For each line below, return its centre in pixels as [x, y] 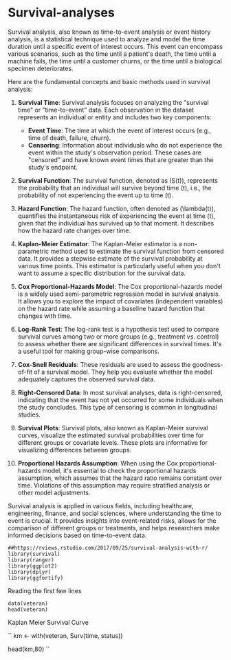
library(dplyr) [30, 572]
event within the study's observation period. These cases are [115, 152]
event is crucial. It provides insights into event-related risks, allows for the [112, 520]
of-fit [25, 372]
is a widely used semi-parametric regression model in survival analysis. [119, 294]
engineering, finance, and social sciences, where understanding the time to [115, 513]
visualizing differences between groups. [75, 450]
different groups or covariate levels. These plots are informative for [113, 442]
